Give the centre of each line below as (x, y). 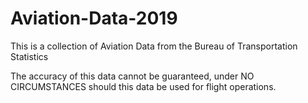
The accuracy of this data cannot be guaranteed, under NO (132, 76)
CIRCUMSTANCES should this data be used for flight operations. (143, 86)
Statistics (29, 56)
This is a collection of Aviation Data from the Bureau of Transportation (154, 46)
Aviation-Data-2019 (94, 18)
